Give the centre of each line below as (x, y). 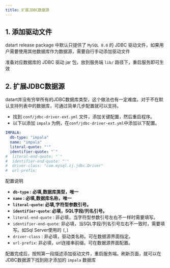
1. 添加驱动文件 (29, 32)
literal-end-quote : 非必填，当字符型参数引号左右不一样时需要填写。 (85, 218)
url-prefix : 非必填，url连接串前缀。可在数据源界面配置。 (73, 243)
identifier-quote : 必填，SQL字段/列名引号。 (60, 211)
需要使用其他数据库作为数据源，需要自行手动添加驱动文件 (70, 51)
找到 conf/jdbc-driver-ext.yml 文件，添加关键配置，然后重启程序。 (84, 117)
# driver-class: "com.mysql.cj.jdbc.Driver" (54, 166)
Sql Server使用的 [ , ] (47, 230)
